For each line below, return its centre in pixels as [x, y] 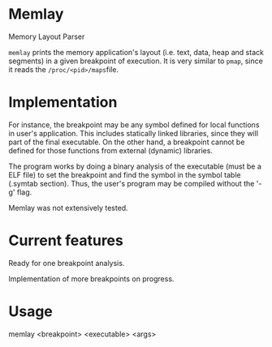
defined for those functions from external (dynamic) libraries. [111, 150]
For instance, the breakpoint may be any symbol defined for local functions [134, 124]
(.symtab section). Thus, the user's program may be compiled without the [132, 183]
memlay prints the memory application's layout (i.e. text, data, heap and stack [136, 52]
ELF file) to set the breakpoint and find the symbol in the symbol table [125, 174]
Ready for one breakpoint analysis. [67, 263]
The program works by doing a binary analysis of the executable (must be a [135, 166]
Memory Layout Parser [47, 36]
